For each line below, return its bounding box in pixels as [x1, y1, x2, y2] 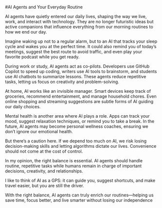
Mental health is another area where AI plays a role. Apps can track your [5, 113, 150, 119]
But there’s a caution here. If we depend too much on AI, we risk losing [5, 138, 147, 144]
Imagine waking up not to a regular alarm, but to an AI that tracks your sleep [5, 38, 158, 44]
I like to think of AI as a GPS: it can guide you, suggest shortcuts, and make [5, 177, 156, 183]
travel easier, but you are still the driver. [5, 183, 84, 189]
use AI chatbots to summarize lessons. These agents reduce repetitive [5, 74, 146, 79]
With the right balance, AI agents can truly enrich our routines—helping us [5, 192, 154, 198]
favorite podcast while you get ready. [5, 54, 80, 60]
